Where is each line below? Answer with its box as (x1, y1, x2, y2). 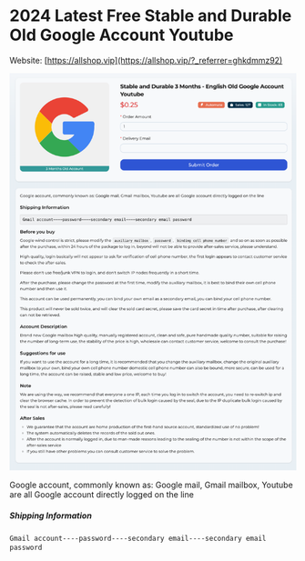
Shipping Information (9, 510, 93, 521)
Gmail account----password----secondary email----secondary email (9, 534, 267, 544)
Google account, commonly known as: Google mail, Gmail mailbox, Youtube (9, 479, 293, 491)
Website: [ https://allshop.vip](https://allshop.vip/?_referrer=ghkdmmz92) (9, 55, 283, 65)
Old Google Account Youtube (9, 25, 234, 45)
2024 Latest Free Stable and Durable (9, 5, 292, 26)
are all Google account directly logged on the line (9, 489, 194, 500)
